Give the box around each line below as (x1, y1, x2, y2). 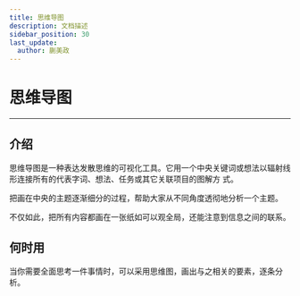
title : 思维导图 (9, 13, 64, 22)
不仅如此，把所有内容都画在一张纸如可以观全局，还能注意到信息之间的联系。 (9, 211, 291, 222)
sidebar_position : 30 (9, 30, 90, 38)
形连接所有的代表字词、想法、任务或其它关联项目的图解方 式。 (9, 173, 238, 184)
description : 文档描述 (9, 21, 88, 30)
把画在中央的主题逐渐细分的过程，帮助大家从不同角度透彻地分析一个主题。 (9, 192, 283, 203)
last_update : (9, 38, 58, 47)
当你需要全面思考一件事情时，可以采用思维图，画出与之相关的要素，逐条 (9, 266, 275, 276)
